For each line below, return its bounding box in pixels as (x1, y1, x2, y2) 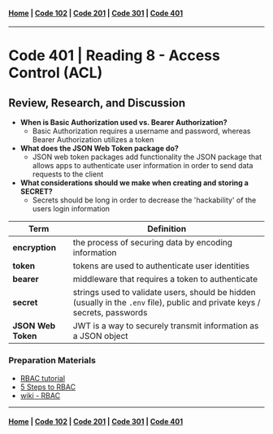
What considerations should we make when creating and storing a (19, 178, 249, 188)
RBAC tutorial (19, 373, 66, 383)
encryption (12, 242, 57, 254)
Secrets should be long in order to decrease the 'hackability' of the (32, 195, 257, 205)
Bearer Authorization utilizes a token (32, 135, 154, 145)
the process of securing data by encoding (72, 237, 233, 249)
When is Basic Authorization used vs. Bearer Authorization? (19, 118, 227, 128)
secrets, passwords (72, 307, 148, 319)
